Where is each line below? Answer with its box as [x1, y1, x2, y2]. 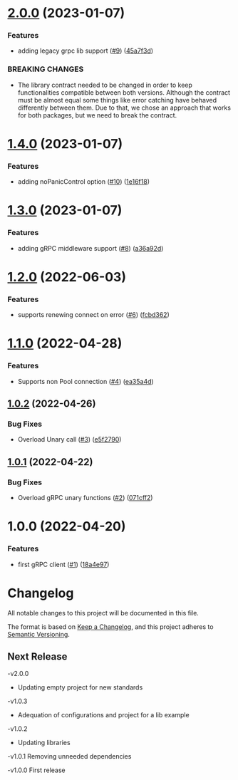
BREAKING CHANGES [7, 64, 84, 74]
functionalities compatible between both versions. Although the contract [17, 88, 230, 97]
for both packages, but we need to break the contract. [17, 110, 177, 119]
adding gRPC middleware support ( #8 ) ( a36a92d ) [17, 244, 164, 252]
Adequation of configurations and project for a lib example [17, 711, 190, 719]
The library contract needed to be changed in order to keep [17, 80, 192, 89]
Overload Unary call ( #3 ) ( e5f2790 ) [17, 435, 122, 444]
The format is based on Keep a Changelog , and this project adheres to [7, 622, 214, 631]
